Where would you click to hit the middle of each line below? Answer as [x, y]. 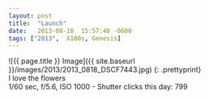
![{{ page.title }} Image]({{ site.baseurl [72, 61]
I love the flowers [37, 78]
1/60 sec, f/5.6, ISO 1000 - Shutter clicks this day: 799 [98, 87]
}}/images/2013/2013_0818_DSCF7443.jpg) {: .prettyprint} [105, 70]
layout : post [30, 16]
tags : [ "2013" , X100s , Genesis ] [65, 38]
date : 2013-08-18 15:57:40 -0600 [70, 31]
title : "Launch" [38, 23]
